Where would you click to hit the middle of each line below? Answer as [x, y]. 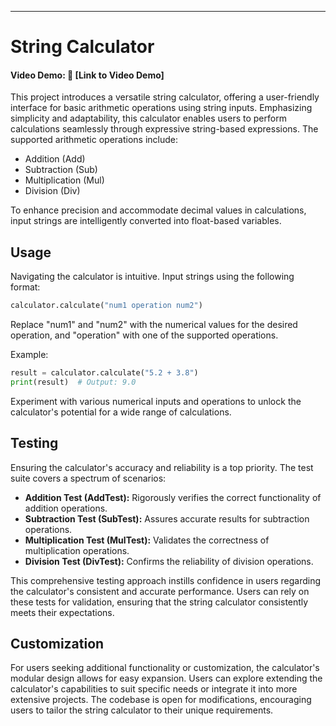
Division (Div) [52, 191]
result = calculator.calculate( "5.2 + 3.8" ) [104, 373]
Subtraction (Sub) [61, 170]
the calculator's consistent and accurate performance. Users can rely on [160, 591]
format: [25, 287]
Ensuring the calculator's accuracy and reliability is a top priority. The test [162, 467]
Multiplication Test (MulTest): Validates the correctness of [147, 540]
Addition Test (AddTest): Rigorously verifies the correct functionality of [173, 497]
